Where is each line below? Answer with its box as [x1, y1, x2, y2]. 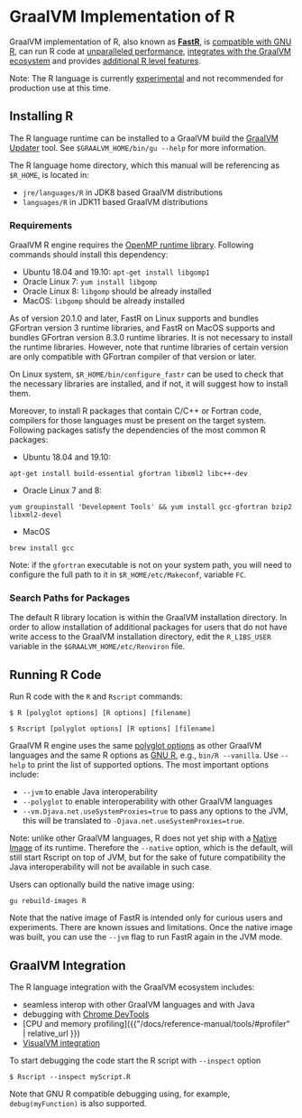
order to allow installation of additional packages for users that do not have [9, 621, 288, 633]
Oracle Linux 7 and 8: [22, 485, 102, 496]
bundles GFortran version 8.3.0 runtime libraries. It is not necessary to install [9, 332, 293, 343]
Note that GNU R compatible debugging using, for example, [9, 1088, 231, 1099]
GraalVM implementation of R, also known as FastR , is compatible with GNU [9, 36, 292, 47]
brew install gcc [9, 544, 75, 553]
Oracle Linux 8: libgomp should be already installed [22, 286, 212, 297]
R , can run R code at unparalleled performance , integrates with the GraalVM [9, 45, 291, 56]
